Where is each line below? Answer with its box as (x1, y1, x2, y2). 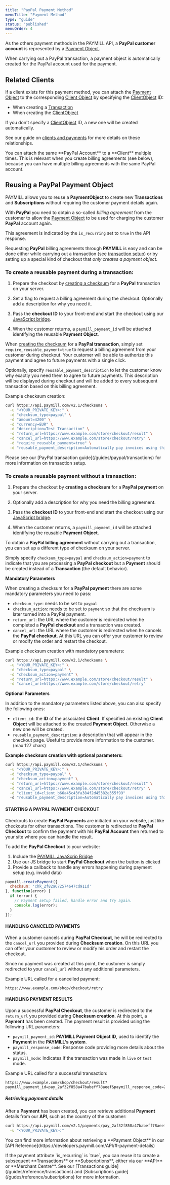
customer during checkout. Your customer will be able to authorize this (5, 352, 153, 358)
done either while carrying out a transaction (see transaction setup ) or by (5, 251, 158, 257)
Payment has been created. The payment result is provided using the (5, 1018, 150, 1024)
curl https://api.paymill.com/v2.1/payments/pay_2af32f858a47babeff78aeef (5, 1123, 166, 1128)
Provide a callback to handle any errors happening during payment (12, 864, 152, 870)
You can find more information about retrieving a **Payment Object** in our (5, 1137, 164, 1143)
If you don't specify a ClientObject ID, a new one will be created (5, 119, 138, 125)
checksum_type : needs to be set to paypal (12, 601, 98, 607)
